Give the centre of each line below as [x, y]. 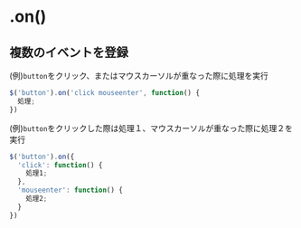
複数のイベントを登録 [69, 52]
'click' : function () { [60, 165]
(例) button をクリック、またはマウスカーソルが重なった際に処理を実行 [139, 76]
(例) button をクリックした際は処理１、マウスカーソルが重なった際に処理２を [151, 128]
